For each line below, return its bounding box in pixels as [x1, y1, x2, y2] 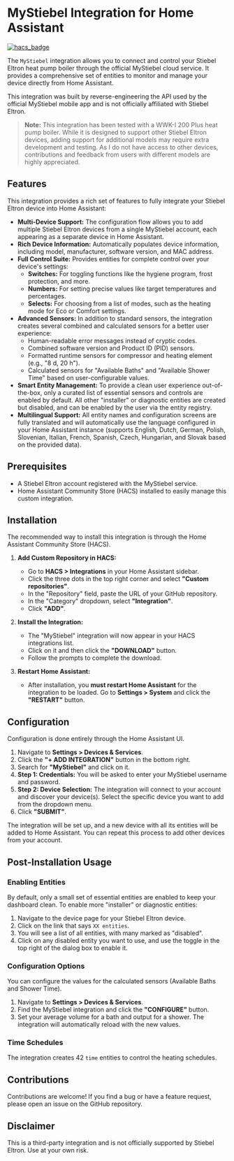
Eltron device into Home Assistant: [7, 204, 107, 212]
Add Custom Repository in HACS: [17, 554, 117, 562]
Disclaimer [7, 1120, 55, 1132]
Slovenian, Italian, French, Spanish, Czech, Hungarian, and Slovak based [17, 433, 227, 441]
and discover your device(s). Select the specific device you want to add [17, 793, 224, 801]
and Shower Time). [7, 984, 62, 993]
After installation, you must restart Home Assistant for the [27, 681, 197, 689]
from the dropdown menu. [17, 800, 93, 809]
